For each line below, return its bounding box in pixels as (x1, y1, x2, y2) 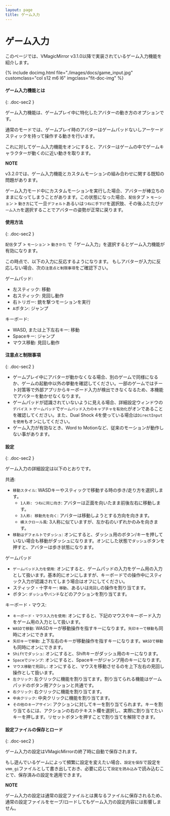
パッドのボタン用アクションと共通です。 (12, 682, 97, 688)
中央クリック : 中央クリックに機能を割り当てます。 (12, 695, 113, 701)
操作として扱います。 (12, 670, 57, 676)
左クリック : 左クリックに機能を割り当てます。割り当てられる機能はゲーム (12, 676, 162, 682)
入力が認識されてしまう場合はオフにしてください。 (21, 578, 128, 584)
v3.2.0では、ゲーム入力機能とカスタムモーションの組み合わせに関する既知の (5, 170, 164, 176)
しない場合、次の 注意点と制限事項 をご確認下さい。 (9, 265, 111, 271)
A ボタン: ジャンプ (12, 305, 49, 311)
